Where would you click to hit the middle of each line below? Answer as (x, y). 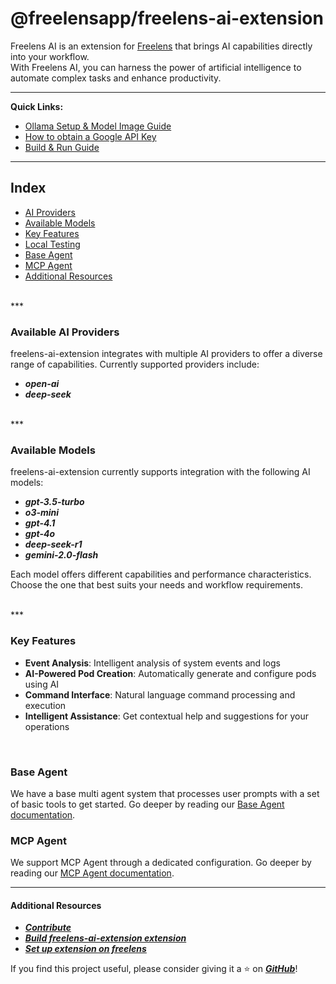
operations (47, 726)
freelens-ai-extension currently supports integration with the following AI (160, 472)
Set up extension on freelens (85, 949)
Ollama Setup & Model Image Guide (98, 126)
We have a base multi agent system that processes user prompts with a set (165, 793)
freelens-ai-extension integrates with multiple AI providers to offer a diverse (166, 354)
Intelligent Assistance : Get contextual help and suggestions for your (166, 716)
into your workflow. (50, 56)
